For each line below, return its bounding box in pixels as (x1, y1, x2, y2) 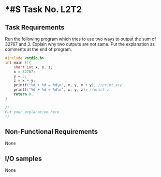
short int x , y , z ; (14, 64, 53, 69)
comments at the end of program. (5, 47, 72, 52)
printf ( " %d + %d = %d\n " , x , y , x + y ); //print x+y (14, 83, 122, 88)
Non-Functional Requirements (5, 128, 98, 136)
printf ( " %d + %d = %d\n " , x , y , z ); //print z (14, 87, 109, 92)
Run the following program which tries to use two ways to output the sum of (5, 36, 156, 42)
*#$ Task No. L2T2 (5, 4, 82, 15)
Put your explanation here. (5, 110, 62, 114)
